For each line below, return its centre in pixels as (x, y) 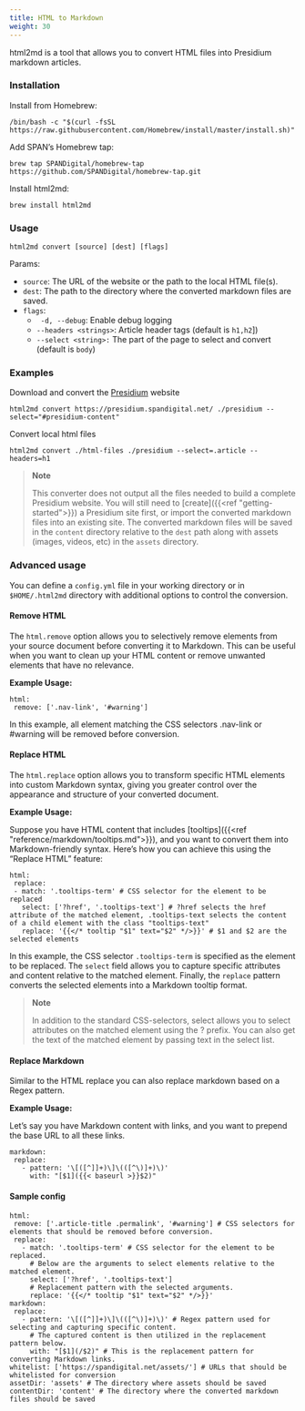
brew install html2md (51, 205)
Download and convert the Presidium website (95, 393)
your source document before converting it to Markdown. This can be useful (152, 645)
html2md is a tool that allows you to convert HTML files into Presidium (141, 52)
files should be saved (52, 1399)
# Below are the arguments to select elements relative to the (152, 1263)
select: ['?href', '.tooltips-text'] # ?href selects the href (144, 907)
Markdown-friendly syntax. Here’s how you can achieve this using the (140, 849)
